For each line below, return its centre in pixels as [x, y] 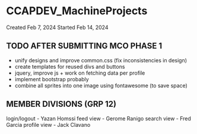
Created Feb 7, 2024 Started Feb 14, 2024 [57, 27]
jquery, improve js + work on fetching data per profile [80, 73]
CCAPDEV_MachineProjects [77, 11]
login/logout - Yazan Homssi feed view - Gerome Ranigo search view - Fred [99, 118]
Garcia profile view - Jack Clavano [48, 125]
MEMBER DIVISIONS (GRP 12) [61, 104]
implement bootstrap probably [52, 79]
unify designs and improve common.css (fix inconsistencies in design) [101, 60]
